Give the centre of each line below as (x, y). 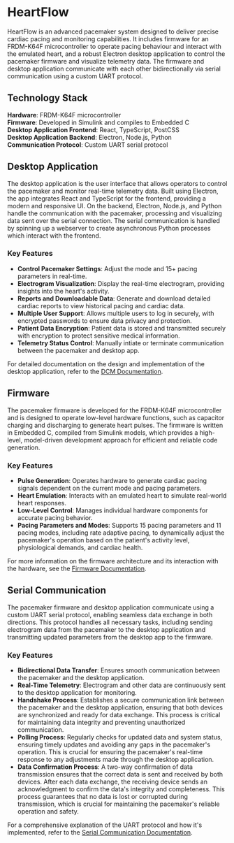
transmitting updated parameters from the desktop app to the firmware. (110, 637)
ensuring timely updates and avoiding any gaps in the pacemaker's (114, 744)
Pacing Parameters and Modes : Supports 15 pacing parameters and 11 (119, 525)
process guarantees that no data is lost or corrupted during (103, 797)
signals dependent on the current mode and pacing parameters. (109, 488)
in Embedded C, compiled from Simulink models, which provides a (103, 432)
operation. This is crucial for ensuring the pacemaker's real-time (110, 752)
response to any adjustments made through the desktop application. (116, 760)
